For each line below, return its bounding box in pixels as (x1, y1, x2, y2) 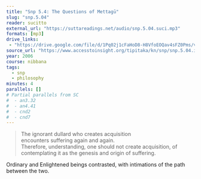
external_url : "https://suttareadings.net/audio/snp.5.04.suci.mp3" (6, 25, 181, 32)
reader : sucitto (6, 20, 47, 26)
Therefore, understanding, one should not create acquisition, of (20, 143, 178, 150)
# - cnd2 (6, 109, 31, 115)
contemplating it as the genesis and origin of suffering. (20, 150, 156, 157)
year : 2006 (6, 53, 33, 59)
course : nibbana (6, 58, 47, 64)
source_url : (6, 48, 36, 54)
